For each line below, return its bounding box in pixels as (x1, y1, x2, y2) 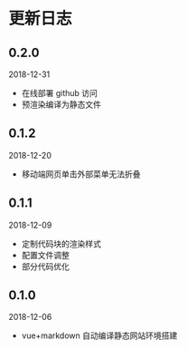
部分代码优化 (21, 260, 70, 272)
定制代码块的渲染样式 (21, 238, 101, 249)
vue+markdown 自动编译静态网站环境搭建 (21, 330, 178, 341)
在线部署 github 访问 (21, 88, 98, 98)
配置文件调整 (21, 249, 70, 260)
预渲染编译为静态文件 (21, 99, 101, 110)
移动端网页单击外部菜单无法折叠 (21, 169, 141, 179)
